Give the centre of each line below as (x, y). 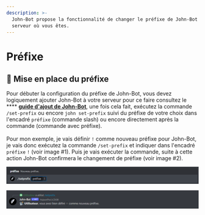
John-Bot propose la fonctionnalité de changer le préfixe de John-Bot (105, 19)
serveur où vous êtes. (41, 26)
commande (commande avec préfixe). (54, 126)
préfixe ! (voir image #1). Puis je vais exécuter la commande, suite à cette (99, 152)
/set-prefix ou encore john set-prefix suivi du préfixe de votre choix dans (102, 113)
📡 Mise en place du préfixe (58, 79)
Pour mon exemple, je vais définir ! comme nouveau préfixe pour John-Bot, (102, 139)
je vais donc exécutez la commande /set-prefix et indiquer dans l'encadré (101, 146)
